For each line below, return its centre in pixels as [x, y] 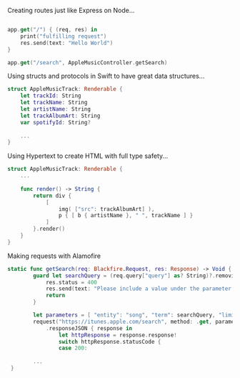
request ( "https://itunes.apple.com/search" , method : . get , [123, 322]
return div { [52, 196]
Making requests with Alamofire [54, 256]
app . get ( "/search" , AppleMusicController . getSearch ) [87, 63]
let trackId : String [51, 96]
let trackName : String [54, 103]
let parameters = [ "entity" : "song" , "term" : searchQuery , [124, 315]
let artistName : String [56, 109]
